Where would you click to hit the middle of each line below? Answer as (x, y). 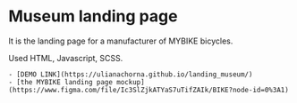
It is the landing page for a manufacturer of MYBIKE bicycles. (121, 41)
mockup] (131, 82)
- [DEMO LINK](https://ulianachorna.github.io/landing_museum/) (131, 74)
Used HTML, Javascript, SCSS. (66, 58)
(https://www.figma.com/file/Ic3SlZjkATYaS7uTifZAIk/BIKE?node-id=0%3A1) (149, 90)
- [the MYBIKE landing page (61, 82)
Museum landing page (93, 16)
